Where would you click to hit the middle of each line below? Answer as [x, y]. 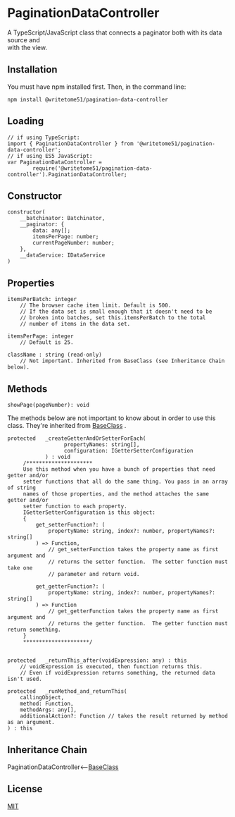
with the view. [27, 47]
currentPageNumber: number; [74, 243]
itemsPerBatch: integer [42, 300]
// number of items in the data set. [75, 324]
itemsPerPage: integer [40, 336]
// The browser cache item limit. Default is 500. [96, 306]
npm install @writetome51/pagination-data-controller [88, 99]
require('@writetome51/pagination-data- [93, 168]
